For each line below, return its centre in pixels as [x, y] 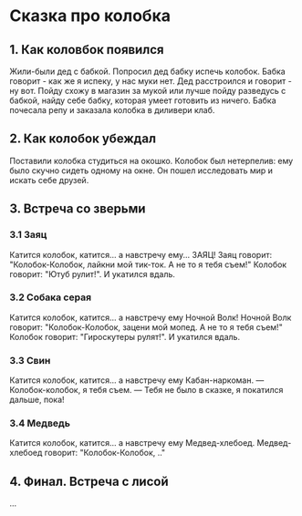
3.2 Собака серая [51, 297]
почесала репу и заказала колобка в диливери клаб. [112, 110]
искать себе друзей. [49, 180]
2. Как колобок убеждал [83, 139]
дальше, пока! [37, 400]
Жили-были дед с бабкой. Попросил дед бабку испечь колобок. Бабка [147, 71]
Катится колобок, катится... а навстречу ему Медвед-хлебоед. [132, 443]
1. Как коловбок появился [87, 50]
